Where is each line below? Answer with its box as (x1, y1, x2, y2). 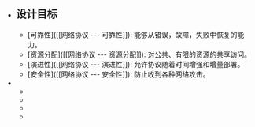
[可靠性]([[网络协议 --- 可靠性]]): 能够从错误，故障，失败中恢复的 (27, 30, 238, 39)
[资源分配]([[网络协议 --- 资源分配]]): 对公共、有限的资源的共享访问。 (27, 50, 252, 59)
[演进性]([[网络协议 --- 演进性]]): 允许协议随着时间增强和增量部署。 (27, 59, 245, 69)
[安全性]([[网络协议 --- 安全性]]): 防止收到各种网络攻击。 (27, 69, 210, 79)
